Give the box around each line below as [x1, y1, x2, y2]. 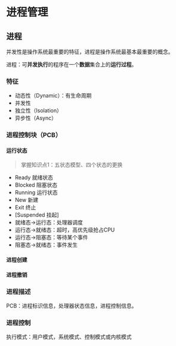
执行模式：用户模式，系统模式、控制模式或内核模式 [6, 333, 132, 341]
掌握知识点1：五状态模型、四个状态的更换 [20, 161, 123, 168]
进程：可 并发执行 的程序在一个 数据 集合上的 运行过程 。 [6, 61, 137, 68]
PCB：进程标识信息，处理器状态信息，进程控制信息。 [6, 302, 137, 309]
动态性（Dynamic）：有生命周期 [14, 92, 92, 99]
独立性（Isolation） [14, 107, 63, 114]
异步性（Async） [14, 114, 57, 122]
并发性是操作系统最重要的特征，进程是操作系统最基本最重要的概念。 [6, 48, 174, 55]
